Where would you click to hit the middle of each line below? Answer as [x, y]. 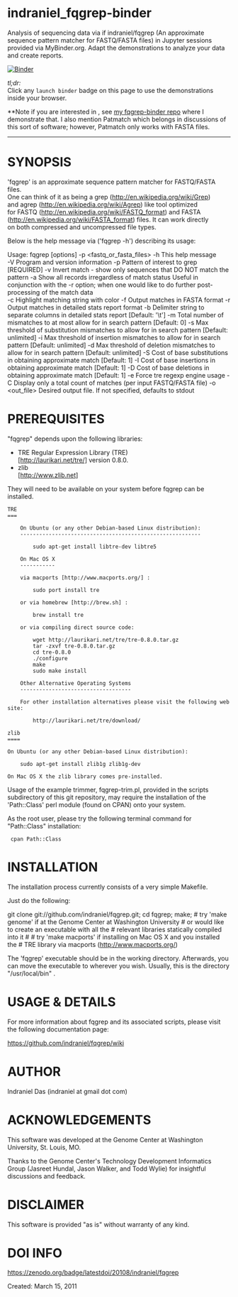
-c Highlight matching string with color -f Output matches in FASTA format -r [119, 300]
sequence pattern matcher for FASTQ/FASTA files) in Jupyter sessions [110, 40]
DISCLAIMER [46, 1204]
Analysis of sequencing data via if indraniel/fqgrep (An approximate [106, 33]
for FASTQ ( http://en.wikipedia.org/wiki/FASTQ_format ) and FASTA [104, 212]
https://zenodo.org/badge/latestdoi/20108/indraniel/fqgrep [93, 1273]
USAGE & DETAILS [62, 1002]
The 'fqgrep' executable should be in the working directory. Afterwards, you [118, 958]
